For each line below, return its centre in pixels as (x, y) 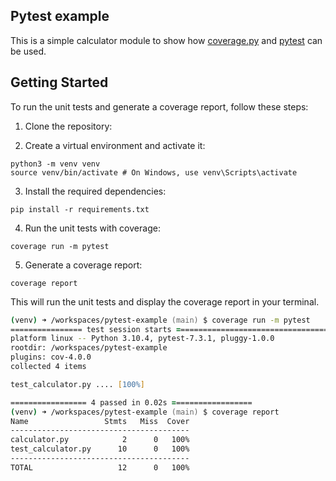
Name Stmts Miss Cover (100, 421)
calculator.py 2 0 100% (100, 440)
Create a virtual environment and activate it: (115, 145)
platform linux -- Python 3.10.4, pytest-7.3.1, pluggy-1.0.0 (142, 339)
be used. (28, 51)
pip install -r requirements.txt (80, 209)
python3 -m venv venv (55, 164)
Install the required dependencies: (95, 191)
